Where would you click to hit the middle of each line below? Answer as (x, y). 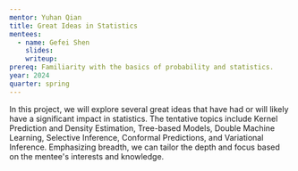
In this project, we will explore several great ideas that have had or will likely (149, 109)
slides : (39, 51)
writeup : (42, 59)
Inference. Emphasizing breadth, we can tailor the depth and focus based (145, 147)
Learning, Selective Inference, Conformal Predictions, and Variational (136, 137)
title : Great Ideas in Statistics (74, 26)
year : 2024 (30, 76)
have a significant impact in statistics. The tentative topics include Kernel (144, 118)
